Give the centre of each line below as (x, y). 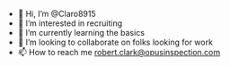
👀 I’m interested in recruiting (70, 23)
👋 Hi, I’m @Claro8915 (57, 14)
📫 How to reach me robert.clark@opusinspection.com (119, 52)
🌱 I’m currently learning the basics (81, 33)
